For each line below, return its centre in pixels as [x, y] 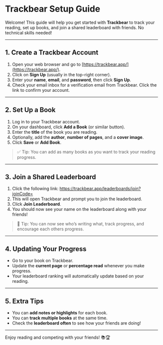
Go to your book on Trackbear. [43, 260]
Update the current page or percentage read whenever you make [78, 266]
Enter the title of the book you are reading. [55, 132]
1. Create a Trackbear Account [52, 53]
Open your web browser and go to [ [48, 64]
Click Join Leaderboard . [37, 204]
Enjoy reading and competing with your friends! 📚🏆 [58, 337]
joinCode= [22, 194]
